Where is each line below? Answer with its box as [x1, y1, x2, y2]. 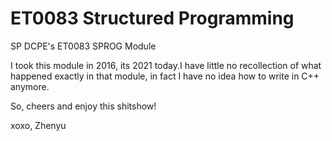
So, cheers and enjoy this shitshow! [10, 100, 157, 112]
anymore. [10, 80, 50, 92]
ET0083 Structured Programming [10, 7, 295, 30]
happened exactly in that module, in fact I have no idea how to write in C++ [10, 70, 320, 82]
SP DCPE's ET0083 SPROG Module [10, 40, 157, 52]
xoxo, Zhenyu [10, 119, 67, 131]
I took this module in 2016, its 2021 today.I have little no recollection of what [10, 59, 322, 71]
